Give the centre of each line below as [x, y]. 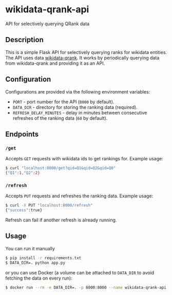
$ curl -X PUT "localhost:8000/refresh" [49, 206]
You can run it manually [30, 248]
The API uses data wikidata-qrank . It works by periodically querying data [82, 58]
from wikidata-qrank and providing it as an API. [55, 63]
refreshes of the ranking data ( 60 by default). [60, 118]
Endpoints [22, 134]
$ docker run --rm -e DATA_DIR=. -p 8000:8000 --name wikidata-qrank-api [86, 287]
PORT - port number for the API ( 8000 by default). [63, 102]
